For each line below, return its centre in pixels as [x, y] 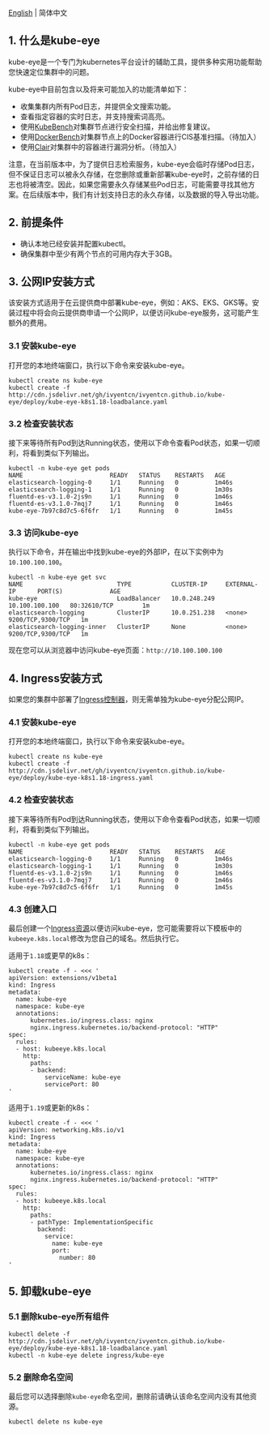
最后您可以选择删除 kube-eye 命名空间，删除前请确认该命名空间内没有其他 [129, 1397]
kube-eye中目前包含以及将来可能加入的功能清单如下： [99, 89]
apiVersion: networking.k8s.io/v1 [67, 1130]
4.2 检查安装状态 [41, 800]
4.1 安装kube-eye [42, 722]
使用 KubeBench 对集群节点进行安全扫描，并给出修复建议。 [117, 126]
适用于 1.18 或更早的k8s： [50, 956]
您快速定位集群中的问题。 [51, 71]
